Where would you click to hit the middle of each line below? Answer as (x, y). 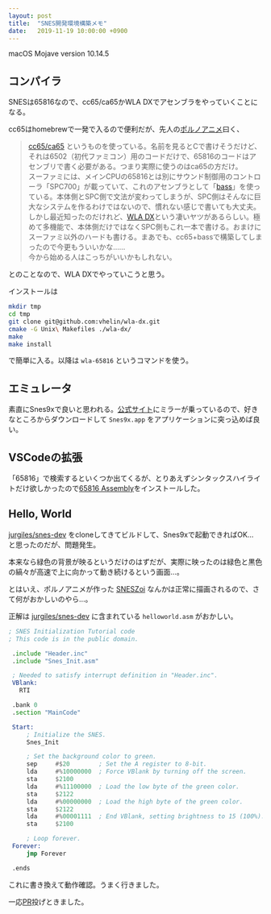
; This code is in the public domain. (73, 639)
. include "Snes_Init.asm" (55, 661)
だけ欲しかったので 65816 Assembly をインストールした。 (110, 488)
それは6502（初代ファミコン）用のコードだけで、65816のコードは (139, 156)
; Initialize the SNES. (66, 734)
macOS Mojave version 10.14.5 (59, 54)
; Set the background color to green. (92, 757)
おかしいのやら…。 (61, 599)
